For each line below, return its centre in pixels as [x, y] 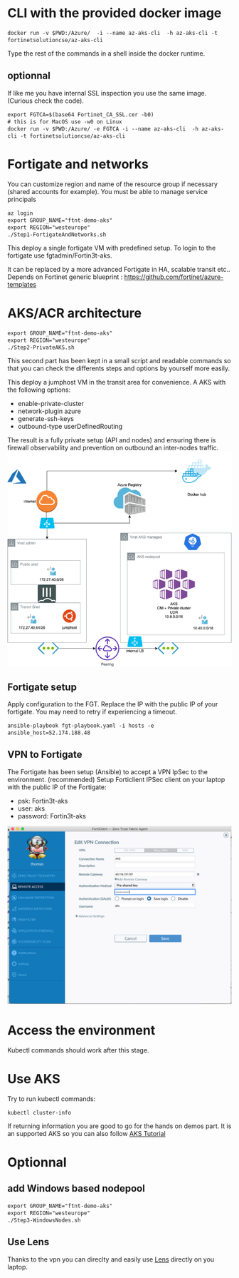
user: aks [31, 808]
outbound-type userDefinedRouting [70, 426]
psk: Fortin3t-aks [43, 801]
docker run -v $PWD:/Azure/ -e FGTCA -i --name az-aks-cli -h [103, 129]
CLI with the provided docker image [115, 13]
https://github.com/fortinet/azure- [174, 277]
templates [22, 284]
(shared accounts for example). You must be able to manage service [108, 191]
